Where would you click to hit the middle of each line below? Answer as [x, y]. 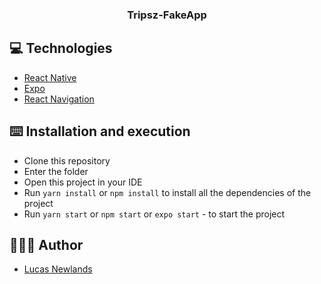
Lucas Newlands [58, 269]
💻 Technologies [61, 48]
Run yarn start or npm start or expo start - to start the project [154, 214]
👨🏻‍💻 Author [46, 244]
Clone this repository [67, 160]
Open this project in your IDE [83, 182]
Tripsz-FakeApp [167, 15]
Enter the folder [56, 171]
